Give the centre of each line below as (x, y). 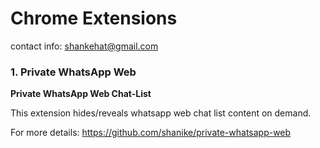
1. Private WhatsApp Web (73, 72)
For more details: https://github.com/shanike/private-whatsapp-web (151, 133)
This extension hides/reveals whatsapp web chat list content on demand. (161, 113)
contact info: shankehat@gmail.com (84, 46)
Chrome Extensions (94, 18)
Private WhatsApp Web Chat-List (81, 94)
